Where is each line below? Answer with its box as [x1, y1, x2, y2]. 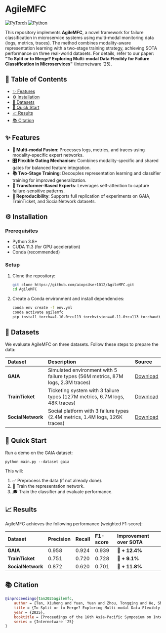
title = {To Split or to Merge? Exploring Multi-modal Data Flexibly [14, 605, 161, 610]
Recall [75, 536, 90, 543]
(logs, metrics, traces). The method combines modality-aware [5, 40, 131, 45]
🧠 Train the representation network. [12, 483, 85, 489]
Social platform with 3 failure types [47, 407, 129, 414]
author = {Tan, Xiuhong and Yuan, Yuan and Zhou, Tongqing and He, [14, 601, 156, 606]
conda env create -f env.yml [12, 305, 73, 310]
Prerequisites [5, 227, 38, 234]
